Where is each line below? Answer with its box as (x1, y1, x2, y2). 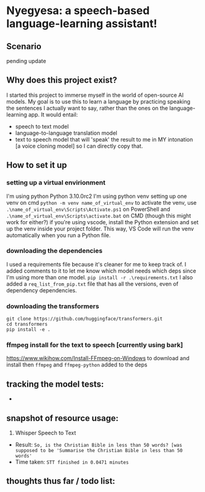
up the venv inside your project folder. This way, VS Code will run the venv (6, 225, 194, 232)
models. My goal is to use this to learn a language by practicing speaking (6, 97, 191, 105)
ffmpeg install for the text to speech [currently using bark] (6, 341, 184, 349)
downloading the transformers (6, 301, 100, 310)
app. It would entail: (28, 111, 78, 118)
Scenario (6, 41, 42, 51)
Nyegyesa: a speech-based (6, 4, 150, 18)
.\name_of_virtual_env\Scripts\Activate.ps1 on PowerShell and (6, 205, 170, 213)
